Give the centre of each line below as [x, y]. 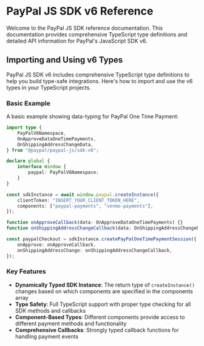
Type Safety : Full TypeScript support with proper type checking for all [103, 304]
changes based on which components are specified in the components [104, 291]
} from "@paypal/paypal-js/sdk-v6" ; [53, 150]
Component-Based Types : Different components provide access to [100, 317]
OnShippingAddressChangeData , [56, 144]
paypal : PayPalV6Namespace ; [63, 172]
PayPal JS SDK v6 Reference [80, 11]
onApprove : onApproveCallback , [57, 245]
